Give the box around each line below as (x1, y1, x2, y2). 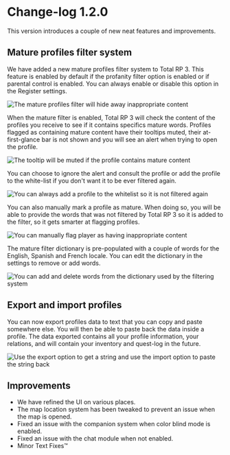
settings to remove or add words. (7, 259, 101, 267)
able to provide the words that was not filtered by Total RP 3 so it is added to (7, 210, 224, 218)
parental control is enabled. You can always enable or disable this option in (7, 80, 219, 88)
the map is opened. (16, 412, 72, 421)
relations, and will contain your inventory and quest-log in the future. (7, 339, 201, 347)
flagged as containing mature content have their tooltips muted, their (7, 128, 201, 136)
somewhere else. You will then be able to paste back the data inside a (7, 325, 205, 333)
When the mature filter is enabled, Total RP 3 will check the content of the (7, 113, 216, 121)
